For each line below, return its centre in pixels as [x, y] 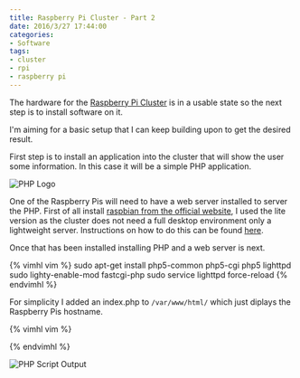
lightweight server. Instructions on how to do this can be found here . [136, 230]
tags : [19, 52]
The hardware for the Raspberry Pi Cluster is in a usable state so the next [146, 102]
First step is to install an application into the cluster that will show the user [147, 156]
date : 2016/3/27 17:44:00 [58, 26]
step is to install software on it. [66, 112]
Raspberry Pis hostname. [56, 311]
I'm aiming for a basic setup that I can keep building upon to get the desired [150, 129]
